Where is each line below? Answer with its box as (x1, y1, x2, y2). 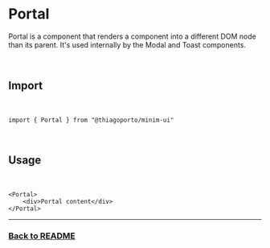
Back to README (8, 230, 76, 242)
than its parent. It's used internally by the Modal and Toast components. (8, 39, 247, 49)
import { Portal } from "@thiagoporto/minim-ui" (8, 116, 174, 124)
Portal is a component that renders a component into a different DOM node (8, 31, 257, 41)
